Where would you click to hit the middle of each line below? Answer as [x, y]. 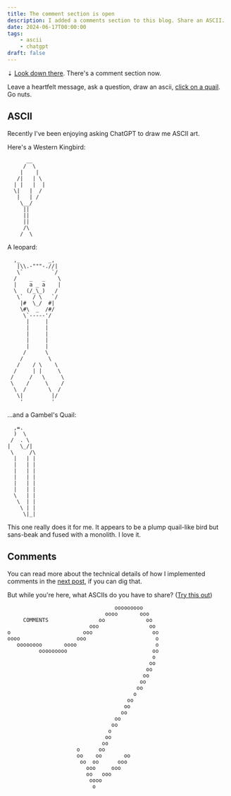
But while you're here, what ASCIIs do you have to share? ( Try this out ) [110, 595]
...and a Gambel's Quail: [42, 415]
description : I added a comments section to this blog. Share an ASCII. [116, 20]
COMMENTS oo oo [88, 620]
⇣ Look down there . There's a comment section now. [85, 73]
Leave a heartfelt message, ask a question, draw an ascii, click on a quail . [114, 87]
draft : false [26, 54]
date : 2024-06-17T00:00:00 [47, 27]
